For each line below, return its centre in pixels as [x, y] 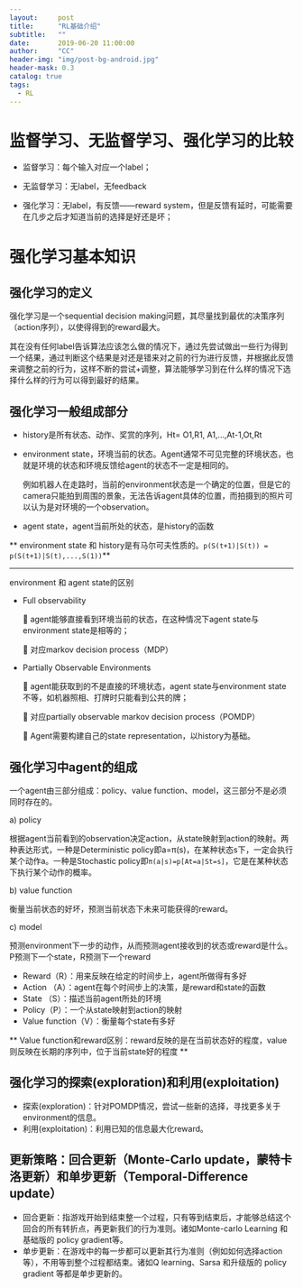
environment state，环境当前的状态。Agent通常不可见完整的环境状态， [154, 454]
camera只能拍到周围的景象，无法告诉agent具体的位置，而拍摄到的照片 [154, 496]
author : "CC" [42, 51]
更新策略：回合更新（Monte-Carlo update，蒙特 [145, 1160]
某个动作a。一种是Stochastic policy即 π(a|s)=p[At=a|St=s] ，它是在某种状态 [149, 861]
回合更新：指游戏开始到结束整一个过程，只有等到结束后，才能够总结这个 [156, 1217]
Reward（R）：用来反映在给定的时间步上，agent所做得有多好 [134, 976]
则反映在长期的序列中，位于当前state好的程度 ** [99, 1052]
